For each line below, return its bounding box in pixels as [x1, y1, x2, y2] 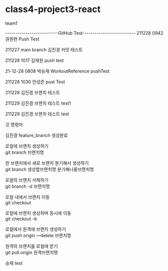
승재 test [5, 260, 23, 266]
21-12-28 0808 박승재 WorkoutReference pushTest [5, 68, 110, 74]
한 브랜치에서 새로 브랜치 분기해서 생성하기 [5, 160, 89, 166]
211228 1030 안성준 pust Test [5, 79, 65, 85]
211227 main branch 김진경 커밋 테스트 [5, 46, 83, 52]
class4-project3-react [5, 4, 101, 15]
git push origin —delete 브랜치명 [5, 232, 72, 238]
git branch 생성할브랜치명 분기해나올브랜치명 [5, 166, 94, 172]
